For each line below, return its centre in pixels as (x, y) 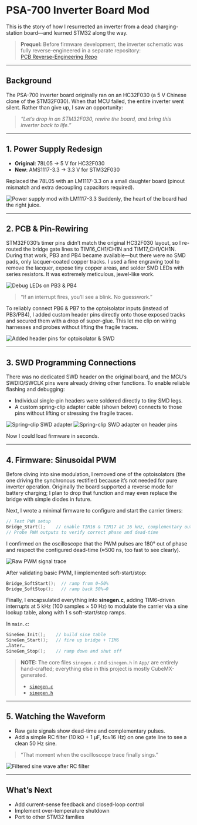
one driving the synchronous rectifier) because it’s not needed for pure (92, 480)
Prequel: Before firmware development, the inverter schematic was (102, 44)
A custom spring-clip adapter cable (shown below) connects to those (98, 407)
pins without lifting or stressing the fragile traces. (74, 413)
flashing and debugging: (35, 390)
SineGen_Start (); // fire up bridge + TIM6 (62, 640)
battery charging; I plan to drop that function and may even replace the (92, 493)
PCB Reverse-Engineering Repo (59, 56)
